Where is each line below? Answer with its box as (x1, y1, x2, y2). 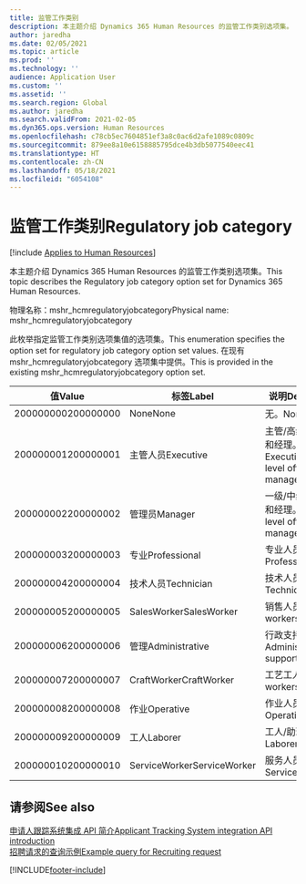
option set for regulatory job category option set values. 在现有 (9, 345, 246, 356)
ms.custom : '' (9, 81, 64, 90)
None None (128, 407, 176, 420)
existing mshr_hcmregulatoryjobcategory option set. (9, 366, 207, 378)
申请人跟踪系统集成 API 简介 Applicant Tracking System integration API (9, 826, 273, 836)
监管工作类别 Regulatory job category (9, 216, 293, 237)
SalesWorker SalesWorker (128, 605, 239, 618)
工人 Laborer (128, 731, 182, 744)
